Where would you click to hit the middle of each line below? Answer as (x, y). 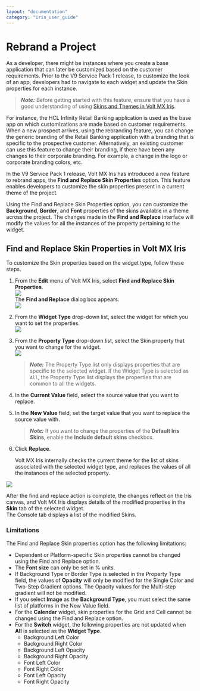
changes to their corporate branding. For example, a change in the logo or (97, 156)
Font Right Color (43, 669)
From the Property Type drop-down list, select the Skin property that (99, 341)
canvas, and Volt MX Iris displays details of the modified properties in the (96, 502)
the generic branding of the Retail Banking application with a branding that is (100, 137)
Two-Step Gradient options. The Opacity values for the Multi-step (95, 586)
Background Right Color (53, 643)
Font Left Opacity (45, 675)
